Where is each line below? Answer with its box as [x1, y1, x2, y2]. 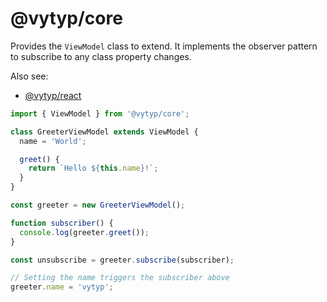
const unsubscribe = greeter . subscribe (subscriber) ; [10, 255, 235, 265]
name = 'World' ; [19, 136, 87, 146]
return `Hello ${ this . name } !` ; [28, 163, 159, 174]
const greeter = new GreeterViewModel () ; [10, 200, 186, 211]
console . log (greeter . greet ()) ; [19, 227, 150, 237]
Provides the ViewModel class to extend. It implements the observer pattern [10, 40, 318, 52]
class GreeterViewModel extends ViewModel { [10, 127, 199, 137]
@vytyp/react [24, 89, 82, 101]
